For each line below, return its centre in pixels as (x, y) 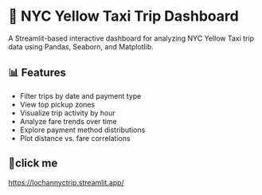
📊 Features (37, 73)
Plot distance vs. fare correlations (75, 138)
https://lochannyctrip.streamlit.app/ (66, 182)
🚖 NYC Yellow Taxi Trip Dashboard (123, 16)
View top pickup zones (57, 104)
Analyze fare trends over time (68, 121)
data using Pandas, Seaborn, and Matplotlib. (81, 46)
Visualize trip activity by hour (67, 113)
